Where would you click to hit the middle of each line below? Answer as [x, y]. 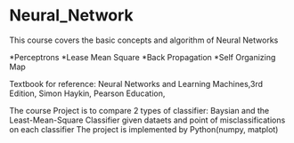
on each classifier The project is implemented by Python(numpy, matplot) [144, 129]
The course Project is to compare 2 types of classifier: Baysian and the [139, 110]
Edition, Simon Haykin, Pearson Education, [87, 93]
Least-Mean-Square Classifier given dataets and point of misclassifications [147, 120]
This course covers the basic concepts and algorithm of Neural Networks [144, 40]
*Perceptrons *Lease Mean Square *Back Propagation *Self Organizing [143, 57]
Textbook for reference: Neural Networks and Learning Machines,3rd [136, 83]
